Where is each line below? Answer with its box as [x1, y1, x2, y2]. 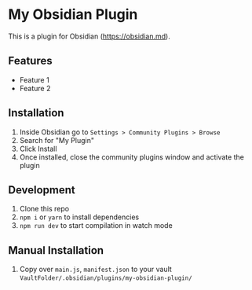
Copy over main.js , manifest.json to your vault [19, 265, 173, 274]
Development [8, 183, 76, 196]
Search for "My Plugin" [19, 135, 94, 145]
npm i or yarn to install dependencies [19, 212, 140, 222]
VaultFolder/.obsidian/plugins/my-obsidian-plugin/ [19, 274, 192, 282]
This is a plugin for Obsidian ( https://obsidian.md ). [8, 31, 170, 41]
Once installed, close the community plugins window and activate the [19, 152, 245, 162]
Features [8, 54, 53, 68]
